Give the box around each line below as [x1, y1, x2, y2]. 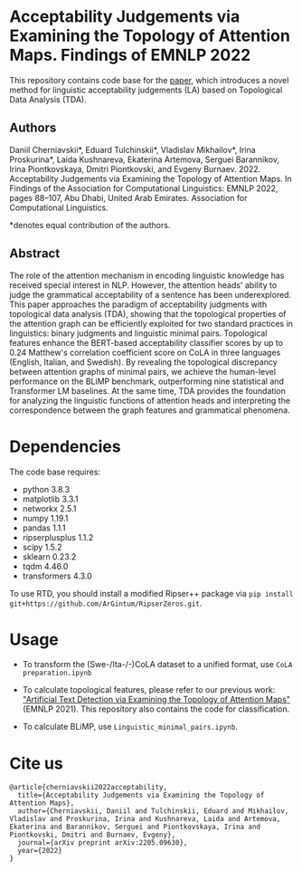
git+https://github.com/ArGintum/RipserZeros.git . [9, 598, 203, 608]
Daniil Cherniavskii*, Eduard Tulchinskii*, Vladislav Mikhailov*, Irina [9, 144, 256, 155]
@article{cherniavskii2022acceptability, [9, 783, 168, 792]
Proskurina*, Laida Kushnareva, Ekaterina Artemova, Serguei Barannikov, [9, 154, 280, 165]
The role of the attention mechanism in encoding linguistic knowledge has [9, 270, 285, 281]
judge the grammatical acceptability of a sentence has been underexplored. [9, 289, 292, 300]
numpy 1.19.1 [22, 512, 69, 523]
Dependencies [9, 436, 121, 456]
